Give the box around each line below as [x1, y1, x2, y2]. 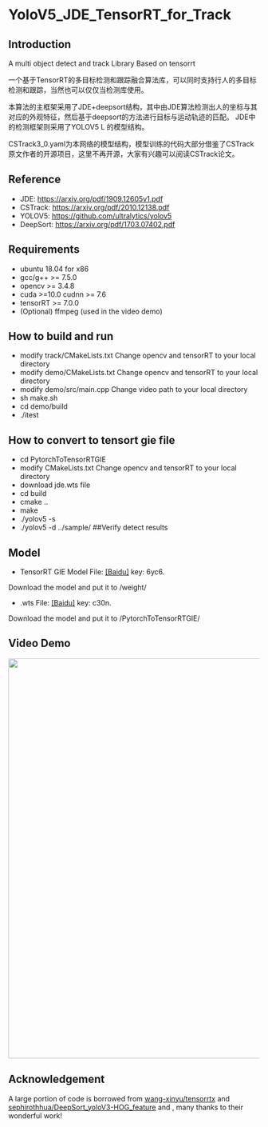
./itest [19, 410, 39, 420]
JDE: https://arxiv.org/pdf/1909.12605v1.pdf [19, 194, 164, 203]
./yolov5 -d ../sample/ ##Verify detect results [19, 522, 168, 533]
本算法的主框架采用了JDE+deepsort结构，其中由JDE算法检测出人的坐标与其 [8, 102, 258, 111]
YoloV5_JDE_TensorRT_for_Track [8, 6, 231, 24]
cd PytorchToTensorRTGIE [19, 454, 106, 465]
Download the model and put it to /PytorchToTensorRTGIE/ [8, 613, 201, 623]
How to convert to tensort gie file [8, 434, 175, 447]
